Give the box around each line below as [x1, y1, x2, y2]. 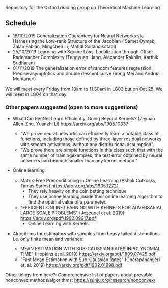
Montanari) [12, 76, 36, 82]
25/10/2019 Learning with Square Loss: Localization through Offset [12, 48, 153, 55]
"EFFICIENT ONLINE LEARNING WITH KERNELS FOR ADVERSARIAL [20, 205, 163, 211]
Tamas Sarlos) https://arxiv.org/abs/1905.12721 [20, 183, 119, 189]
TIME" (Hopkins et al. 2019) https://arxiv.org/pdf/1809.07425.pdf [20, 251, 156, 257]
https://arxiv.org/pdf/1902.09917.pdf [20, 215, 96, 221]
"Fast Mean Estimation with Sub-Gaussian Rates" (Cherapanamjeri [20, 256, 160, 263]
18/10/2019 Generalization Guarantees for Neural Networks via [12, 33, 144, 39]
